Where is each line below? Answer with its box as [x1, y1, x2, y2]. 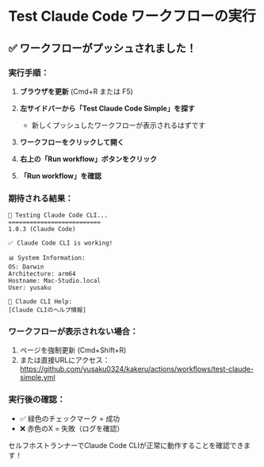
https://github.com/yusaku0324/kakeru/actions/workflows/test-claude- [19, 365, 254, 374]
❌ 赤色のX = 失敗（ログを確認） [19, 423, 124, 433]
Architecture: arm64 [8, 270, 77, 278]
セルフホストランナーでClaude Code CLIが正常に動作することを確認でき [8, 440, 244, 450]
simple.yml [19, 372, 55, 382]
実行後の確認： [8, 394, 66, 405]
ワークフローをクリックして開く [19, 137, 124, 147]
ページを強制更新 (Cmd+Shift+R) [19, 345, 127, 355]
